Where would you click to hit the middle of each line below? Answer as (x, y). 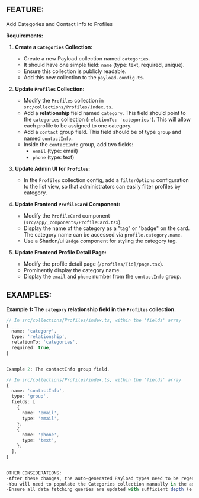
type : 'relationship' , (39, 337)
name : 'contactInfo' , (38, 391)
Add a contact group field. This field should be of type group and (102, 132)
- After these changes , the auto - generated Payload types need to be (92, 478)
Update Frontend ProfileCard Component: (68, 204)
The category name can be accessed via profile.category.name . (103, 234)
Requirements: (25, 36)
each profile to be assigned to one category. (78, 125)
